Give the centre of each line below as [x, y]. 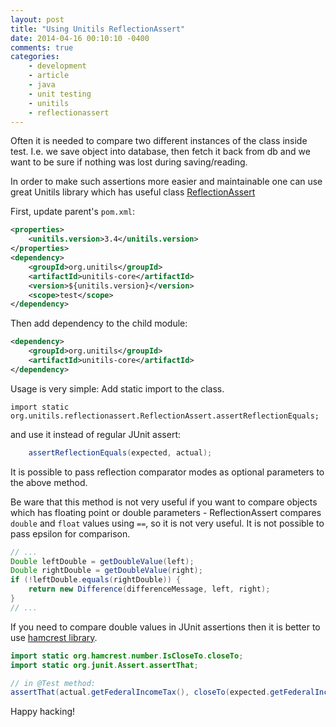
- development [57, 66]
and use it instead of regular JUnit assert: [96, 434]
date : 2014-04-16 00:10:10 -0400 [80, 38]
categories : [35, 57]
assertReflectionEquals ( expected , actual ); [120, 452]
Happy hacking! [43, 712]
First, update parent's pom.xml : [73, 212]
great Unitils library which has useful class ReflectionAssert [133, 192]
